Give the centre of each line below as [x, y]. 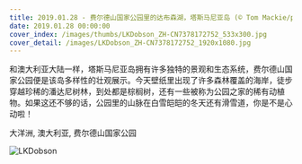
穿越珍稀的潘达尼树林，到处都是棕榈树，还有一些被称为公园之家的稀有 [139, 91]
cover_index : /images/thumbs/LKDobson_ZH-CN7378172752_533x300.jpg [138, 34]
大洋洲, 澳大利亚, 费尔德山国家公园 [73, 133]
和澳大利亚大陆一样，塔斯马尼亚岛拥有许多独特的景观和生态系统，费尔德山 [147, 69]
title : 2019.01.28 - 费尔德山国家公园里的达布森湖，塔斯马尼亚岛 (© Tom [134, 17]
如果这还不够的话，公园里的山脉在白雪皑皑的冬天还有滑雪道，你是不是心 [159, 103]
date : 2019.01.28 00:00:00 [60, 26]
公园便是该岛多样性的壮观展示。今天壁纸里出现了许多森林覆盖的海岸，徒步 [155, 81]
